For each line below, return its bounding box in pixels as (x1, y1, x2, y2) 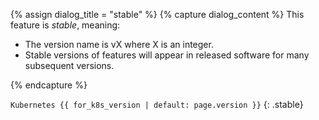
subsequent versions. (24, 60, 115, 71)
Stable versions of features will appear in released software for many (24, 49, 310, 61)
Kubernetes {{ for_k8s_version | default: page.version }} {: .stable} (10, 99, 304, 110)
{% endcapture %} (10, 79, 88, 91)
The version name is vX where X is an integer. (24, 39, 214, 50)
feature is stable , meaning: (10, 19, 121, 31)
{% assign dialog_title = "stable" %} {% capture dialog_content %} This (10, 9, 305, 20)
